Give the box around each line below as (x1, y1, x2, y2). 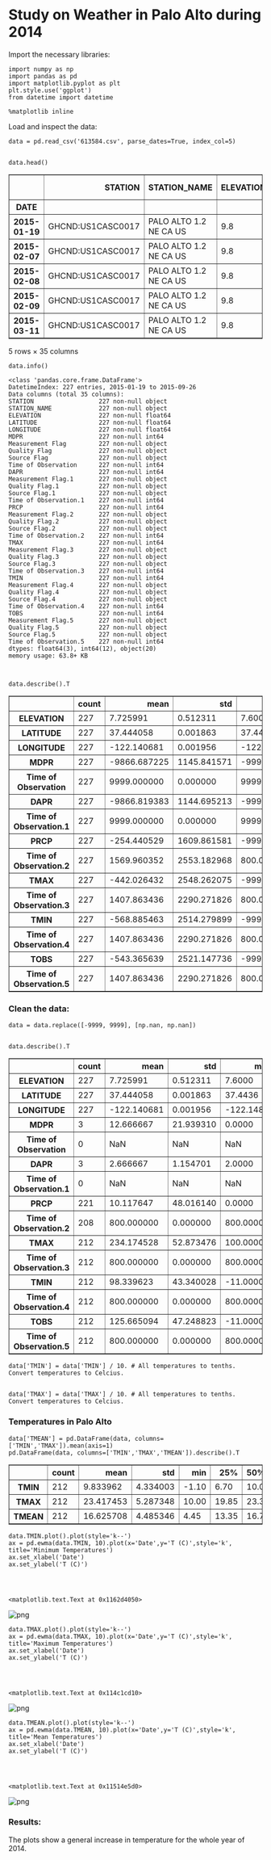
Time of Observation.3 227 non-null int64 (8, 567, 164, 575)
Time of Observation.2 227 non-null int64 (8, 531, 164, 540)
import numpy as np (8, 65, 74, 73)
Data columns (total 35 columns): (8, 390, 125, 398)
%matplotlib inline (8, 107, 74, 115)
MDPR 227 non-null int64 (8, 432, 164, 441)
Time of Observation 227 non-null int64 (8, 460, 164, 469)
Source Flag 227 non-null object (8, 454, 168, 462)
